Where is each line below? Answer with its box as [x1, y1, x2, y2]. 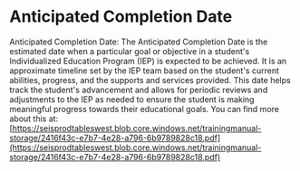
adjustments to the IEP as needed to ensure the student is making [9, 93, 255, 105]
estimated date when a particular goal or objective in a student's [9, 45, 250, 56]
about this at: [9, 113, 59, 124]
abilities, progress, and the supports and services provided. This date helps [9, 74, 292, 85]
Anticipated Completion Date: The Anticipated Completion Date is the [9, 36, 268, 47]
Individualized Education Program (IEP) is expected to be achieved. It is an [9, 55, 287, 66]
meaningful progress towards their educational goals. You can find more [9, 103, 279, 114]
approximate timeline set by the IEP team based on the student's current [9, 65, 279, 76]
